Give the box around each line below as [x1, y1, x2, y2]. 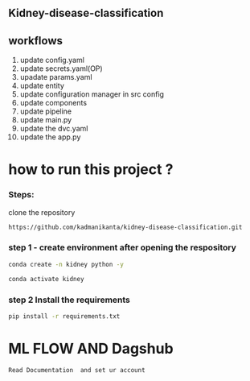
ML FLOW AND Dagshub [8, 339, 174, 358]
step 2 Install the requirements [8, 294, 131, 305]
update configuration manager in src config [19, 89, 165, 99]
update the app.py [19, 132, 81, 142]
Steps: [8, 189, 35, 201]
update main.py [19, 115, 72, 125]
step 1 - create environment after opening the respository [8, 242, 237, 253]
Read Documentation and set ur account [8, 366, 146, 374]
